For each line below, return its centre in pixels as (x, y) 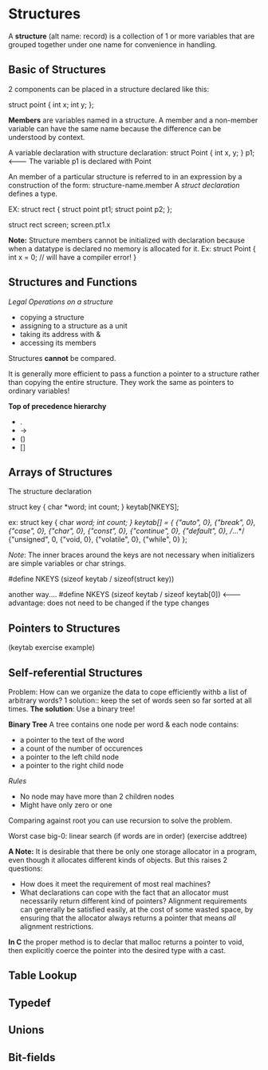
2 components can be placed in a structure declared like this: (109, 89)
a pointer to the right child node (71, 765)
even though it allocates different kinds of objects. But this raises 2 (118, 860)
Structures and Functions (73, 282)
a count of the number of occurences (81, 748)
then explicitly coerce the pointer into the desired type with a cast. (117, 950)
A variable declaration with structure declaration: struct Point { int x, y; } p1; (132, 152)
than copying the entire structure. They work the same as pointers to (121, 382)
